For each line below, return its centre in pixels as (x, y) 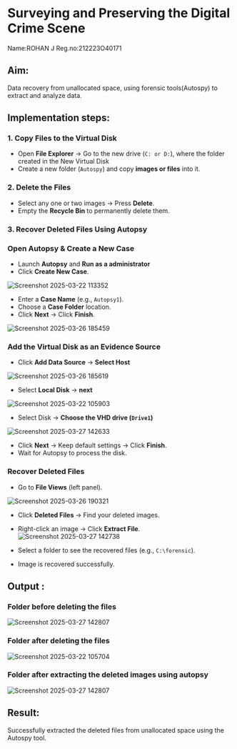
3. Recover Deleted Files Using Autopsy (77, 229)
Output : (26, 586)
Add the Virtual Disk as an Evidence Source (84, 347)
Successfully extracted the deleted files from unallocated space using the (116, 730)
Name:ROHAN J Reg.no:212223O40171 (65, 48)
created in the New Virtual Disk (63, 162)
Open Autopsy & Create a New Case (71, 248)
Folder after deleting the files (59, 641)
